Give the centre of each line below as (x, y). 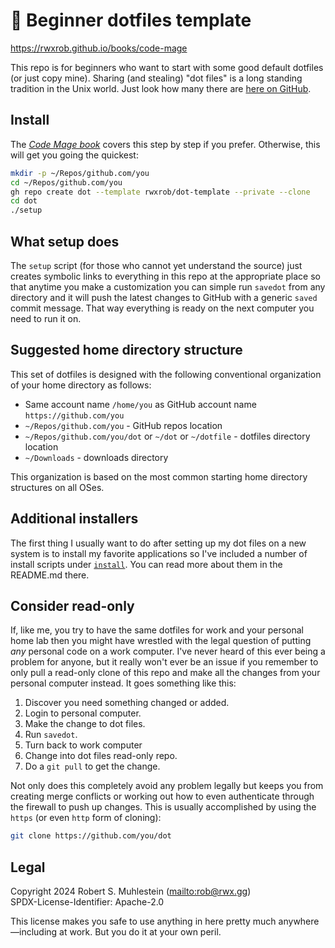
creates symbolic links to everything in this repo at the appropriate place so (165, 276)
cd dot (24, 201)
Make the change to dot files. (85, 724)
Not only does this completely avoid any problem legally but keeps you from (167, 786)
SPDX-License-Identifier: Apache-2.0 (87, 902)
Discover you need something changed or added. (127, 703)
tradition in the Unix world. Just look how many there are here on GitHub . (161, 88)
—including (34, 932)
